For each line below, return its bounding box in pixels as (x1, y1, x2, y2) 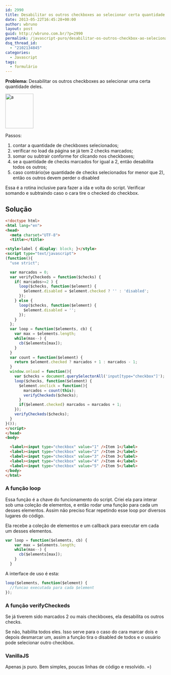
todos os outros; (12, 164, 47, 170)
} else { (14, 298, 33, 303)
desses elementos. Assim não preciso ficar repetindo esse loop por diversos (5, 507, 166, 513)
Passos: (5, 133, 22, 139)
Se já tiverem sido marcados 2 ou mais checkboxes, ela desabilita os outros (5, 613, 164, 620)
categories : (5, 50, 31, 55)
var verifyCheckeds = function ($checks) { (10, 274, 101, 280)
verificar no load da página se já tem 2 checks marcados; (12, 148, 133, 154)
